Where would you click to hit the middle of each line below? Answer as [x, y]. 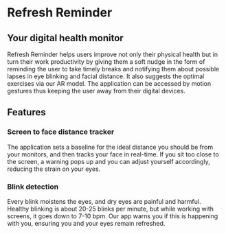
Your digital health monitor [65, 38]
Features [26, 112]
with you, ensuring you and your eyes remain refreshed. [86, 223]
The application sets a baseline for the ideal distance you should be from [110, 147]
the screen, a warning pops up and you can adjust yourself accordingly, [109, 161]
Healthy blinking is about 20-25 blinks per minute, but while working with [111, 209]
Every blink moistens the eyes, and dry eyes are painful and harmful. [104, 201]
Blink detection [33, 187]
